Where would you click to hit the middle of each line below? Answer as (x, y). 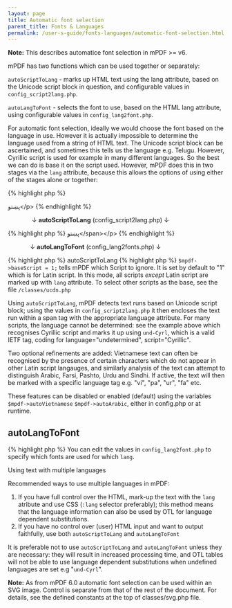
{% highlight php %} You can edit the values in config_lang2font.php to (109, 449)
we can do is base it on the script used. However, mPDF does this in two (110, 165)
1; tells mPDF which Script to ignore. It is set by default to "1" (138, 268)
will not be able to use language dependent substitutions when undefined (112, 562)
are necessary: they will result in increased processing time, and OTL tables (116, 555)
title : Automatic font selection (56, 20)
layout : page (27, 14)
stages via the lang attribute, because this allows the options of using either (116, 172)
